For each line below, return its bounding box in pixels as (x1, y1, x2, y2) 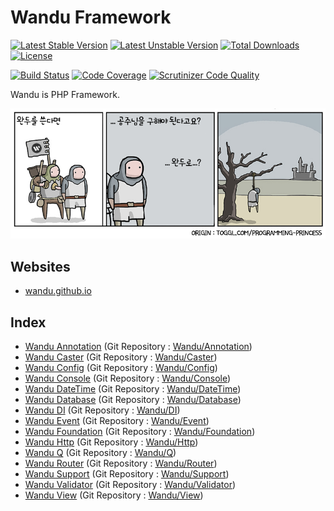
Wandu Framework (10, 6, 172, 29)
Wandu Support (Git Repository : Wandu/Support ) (24, 468, 230, 480)
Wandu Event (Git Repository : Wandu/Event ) (24, 415, 210, 427)
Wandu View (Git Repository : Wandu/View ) (24, 489, 204, 501)
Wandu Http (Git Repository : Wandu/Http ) (24, 436, 199, 448)
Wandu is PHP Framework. (10, 88, 120, 100)
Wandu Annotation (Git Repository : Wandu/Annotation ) (24, 341, 253, 353)
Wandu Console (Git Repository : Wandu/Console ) (24, 372, 232, 385)
